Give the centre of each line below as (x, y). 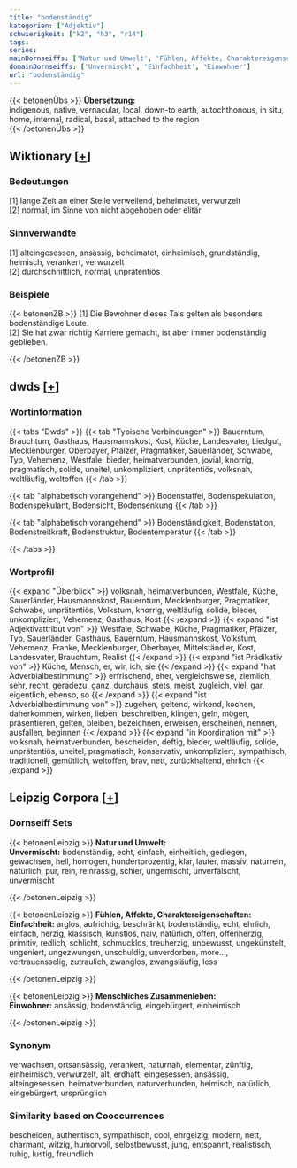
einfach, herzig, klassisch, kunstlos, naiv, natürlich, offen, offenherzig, (137, 933)
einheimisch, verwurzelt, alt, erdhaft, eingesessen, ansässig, (119, 1074)
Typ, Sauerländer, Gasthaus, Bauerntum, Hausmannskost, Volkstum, (133, 638)
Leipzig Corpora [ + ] (64, 798)
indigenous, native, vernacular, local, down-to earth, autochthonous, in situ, (147, 109)
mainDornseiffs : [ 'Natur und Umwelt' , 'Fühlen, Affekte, (116, 58)
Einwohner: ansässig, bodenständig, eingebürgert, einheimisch (125, 1005)
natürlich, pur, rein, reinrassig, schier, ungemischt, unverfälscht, (125, 870)
